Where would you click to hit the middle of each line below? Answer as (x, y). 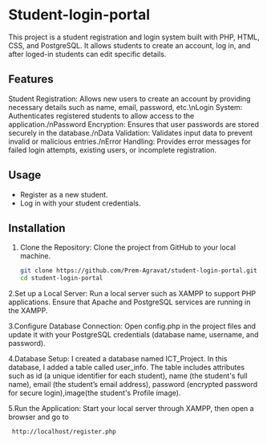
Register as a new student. (64, 194)
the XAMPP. (28, 311)
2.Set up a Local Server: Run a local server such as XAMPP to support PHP (132, 294)
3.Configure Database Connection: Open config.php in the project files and (132, 326)
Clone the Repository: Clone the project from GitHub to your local (128, 247)
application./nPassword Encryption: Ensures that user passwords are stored (133, 124)
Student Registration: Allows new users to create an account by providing (129, 99)
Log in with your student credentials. (80, 203)
